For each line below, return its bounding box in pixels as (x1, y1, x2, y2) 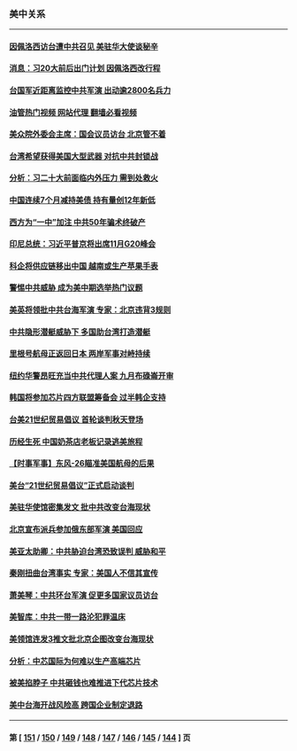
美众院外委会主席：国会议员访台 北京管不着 (9, 129, 166, 139)
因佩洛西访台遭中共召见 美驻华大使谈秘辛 (9, 41, 159, 51)
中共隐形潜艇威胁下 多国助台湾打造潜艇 (9, 326, 151, 337)
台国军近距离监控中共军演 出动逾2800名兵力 (9, 85, 171, 96)
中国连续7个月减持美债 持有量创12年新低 (9, 195, 156, 206)
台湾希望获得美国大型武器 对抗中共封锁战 (9, 151, 159, 161)
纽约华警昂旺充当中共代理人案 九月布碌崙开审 (9, 370, 174, 380)
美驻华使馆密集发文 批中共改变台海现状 (9, 502, 151, 512)
